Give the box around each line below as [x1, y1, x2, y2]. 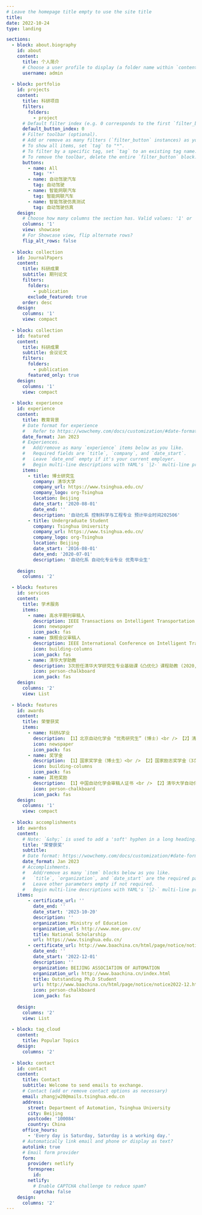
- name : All [28, 165, 58, 172]
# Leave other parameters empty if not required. [22, 881, 155, 887]
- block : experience [11, 400, 63, 406]
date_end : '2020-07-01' [32, 551, 93, 557]
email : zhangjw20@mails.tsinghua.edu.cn [22, 1093, 125, 1099]
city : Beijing [28, 1110, 63, 1116]
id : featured [17, 333, 50, 339]
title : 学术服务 [22, 601, 60, 607]
